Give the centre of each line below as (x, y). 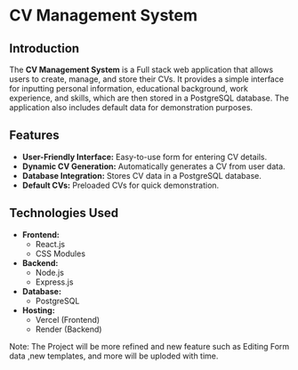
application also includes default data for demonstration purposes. (131, 107)
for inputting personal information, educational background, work (129, 88)
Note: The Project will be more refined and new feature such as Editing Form (149, 346)
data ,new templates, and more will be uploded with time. (114, 356)
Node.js (50, 272)
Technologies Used (64, 213)
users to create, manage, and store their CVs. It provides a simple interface (147, 79)
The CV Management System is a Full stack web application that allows (141, 69)
